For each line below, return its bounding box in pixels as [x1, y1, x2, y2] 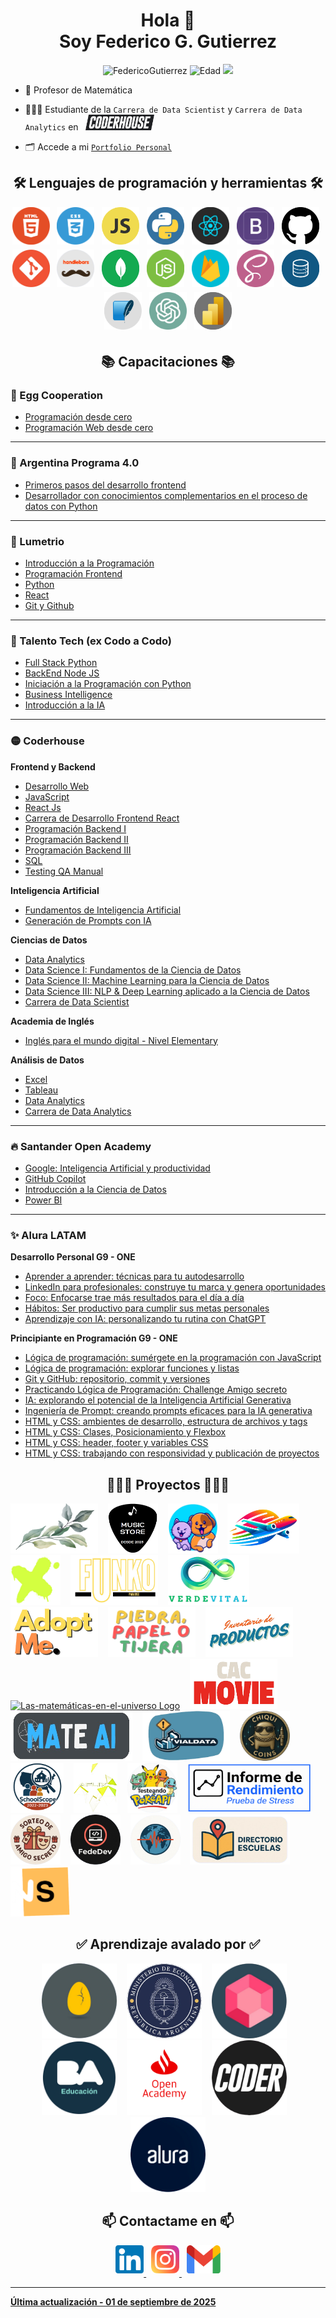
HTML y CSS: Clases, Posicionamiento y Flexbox [24, 1426, 227, 1438]
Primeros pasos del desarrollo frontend [24, 479, 187, 491]
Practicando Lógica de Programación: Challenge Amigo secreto [24, 1384, 288, 1396]
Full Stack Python [24, 657, 98, 669]
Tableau [24, 1084, 59, 1096]
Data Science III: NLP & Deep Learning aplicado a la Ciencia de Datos [24, 985, 310, 997]
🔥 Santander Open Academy [10, 1139, 152, 1153]
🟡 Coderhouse [10, 734, 85, 748]
